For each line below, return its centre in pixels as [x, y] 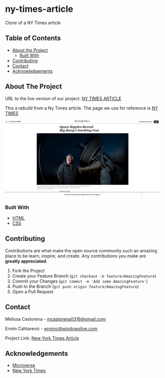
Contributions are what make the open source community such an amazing [81, 250]
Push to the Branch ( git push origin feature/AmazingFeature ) [75, 286]
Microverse [24, 365]
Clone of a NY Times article [33, 23]
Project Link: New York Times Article [42, 338]
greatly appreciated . [26, 261]
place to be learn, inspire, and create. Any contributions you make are [76, 256]
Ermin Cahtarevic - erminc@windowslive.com [51, 328]
